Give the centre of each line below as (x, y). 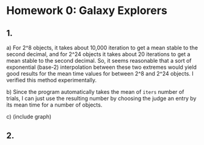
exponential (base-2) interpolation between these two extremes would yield (102, 67)
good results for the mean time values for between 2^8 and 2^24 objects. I (100, 73)
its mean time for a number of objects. (54, 105)
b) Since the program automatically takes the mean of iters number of (95, 92)
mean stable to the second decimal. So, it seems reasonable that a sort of (99, 61)
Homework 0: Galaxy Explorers (87, 11)
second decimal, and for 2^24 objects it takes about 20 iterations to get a (98, 54)
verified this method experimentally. (51, 80)
